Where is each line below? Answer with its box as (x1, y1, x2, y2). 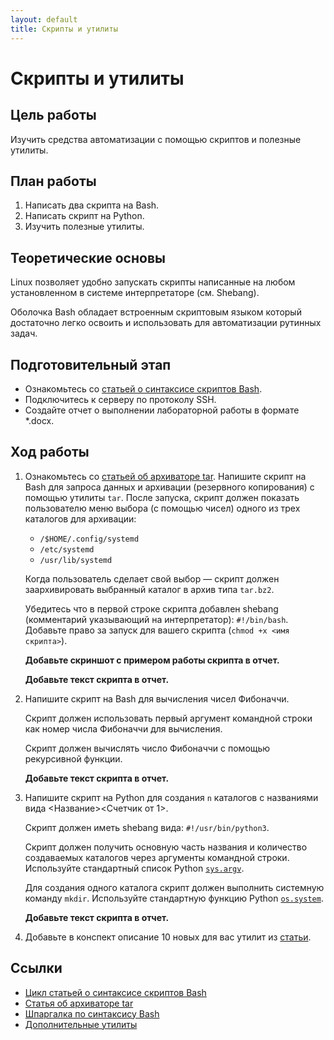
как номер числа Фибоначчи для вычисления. (24, 722, 223, 735)
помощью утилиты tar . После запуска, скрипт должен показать (24, 491, 300, 503)
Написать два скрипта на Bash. (24, 199, 160, 211)
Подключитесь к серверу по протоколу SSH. (24, 393, 217, 405)
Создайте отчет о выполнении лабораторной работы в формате (24, 404, 300, 416)
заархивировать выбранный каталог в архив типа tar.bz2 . (24, 583, 275, 595)
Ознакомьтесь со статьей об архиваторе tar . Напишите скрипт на (24, 470, 307, 482)
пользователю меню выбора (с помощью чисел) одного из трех (24, 502, 301, 514)
